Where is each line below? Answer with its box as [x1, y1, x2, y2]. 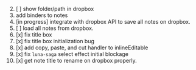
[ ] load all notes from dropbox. [15, 24, 94, 32]
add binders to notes [15, 12, 68, 19]
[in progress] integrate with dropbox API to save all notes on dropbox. [15, 18, 191, 25]
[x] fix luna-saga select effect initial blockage [15, 51, 128, 57]
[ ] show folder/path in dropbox [15, 5, 94, 12]
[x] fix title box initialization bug [15, 38, 95, 44]
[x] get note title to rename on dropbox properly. [15, 57, 137, 64]
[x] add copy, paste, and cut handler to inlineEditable [15, 44, 149, 51]
